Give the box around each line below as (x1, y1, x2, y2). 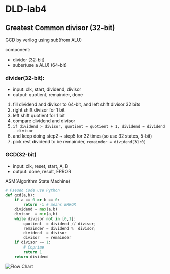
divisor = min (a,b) (14, 211, 58, 216)
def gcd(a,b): (5, 193, 36, 198)
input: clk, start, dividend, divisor (12, 86, 81, 92)
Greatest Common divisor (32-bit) (5, 23, 115, 32)
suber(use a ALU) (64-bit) (12, 62, 67, 68)
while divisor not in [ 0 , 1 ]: (14, 216, 76, 222)
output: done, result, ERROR (12, 168, 71, 174)
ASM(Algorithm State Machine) (5, 178, 70, 184)
